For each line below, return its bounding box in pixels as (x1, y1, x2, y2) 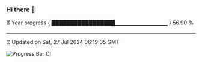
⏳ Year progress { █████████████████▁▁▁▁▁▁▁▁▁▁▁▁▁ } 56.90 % (6, 19, 194, 26)
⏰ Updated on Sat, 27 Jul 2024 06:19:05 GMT (6, 39, 120, 46)
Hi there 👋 (6, 5, 36, 14)
